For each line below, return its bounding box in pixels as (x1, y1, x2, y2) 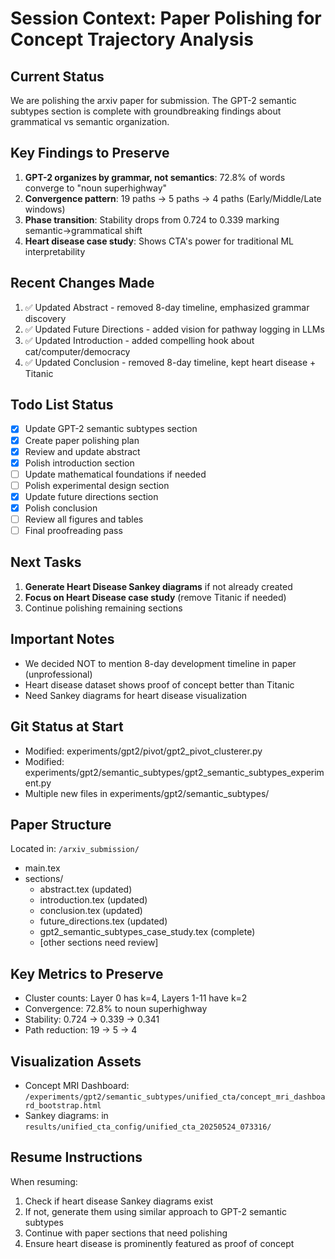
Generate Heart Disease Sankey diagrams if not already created (24, 580, 293, 592)
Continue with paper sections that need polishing (24, 1227, 228, 1239)
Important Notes (10, 631, 115, 648)
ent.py (24, 777, 52, 789)
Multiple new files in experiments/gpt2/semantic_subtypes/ (24, 787, 270, 799)
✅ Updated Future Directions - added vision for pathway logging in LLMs (24, 323, 325, 335)
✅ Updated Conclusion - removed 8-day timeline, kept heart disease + (24, 356, 317, 368)
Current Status (10, 68, 105, 85)
